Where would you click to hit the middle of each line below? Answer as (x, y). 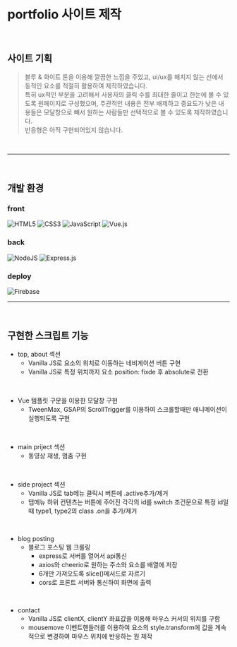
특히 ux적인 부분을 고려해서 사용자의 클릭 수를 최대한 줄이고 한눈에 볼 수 (123, 94)
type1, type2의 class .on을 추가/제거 (86, 511)
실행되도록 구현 (49, 418)
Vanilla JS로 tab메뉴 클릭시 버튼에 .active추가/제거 (98, 493)
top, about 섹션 (39, 354)
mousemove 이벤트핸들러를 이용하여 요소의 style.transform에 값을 (121, 627)
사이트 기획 (30, 58)
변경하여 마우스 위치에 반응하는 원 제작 (100, 636)
